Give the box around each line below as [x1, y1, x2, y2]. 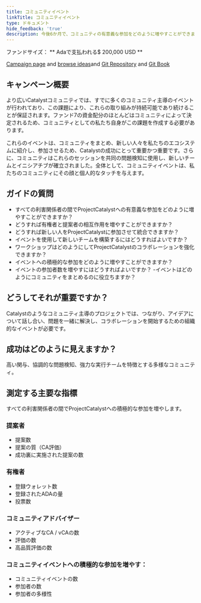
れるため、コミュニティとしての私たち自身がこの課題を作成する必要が [16, 118, 190, 126]
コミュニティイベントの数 [14, 575, 78, 583]
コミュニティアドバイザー [6, 514, 80, 522]
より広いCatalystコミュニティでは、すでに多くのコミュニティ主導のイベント [6, 96, 194, 103]
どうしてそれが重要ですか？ [6, 293, 109, 303]
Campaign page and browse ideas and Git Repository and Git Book [6, 61, 170, 68]
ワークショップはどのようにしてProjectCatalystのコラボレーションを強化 [14, 243, 195, 250]
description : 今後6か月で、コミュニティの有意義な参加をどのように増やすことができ [6, 31, 191, 37]
